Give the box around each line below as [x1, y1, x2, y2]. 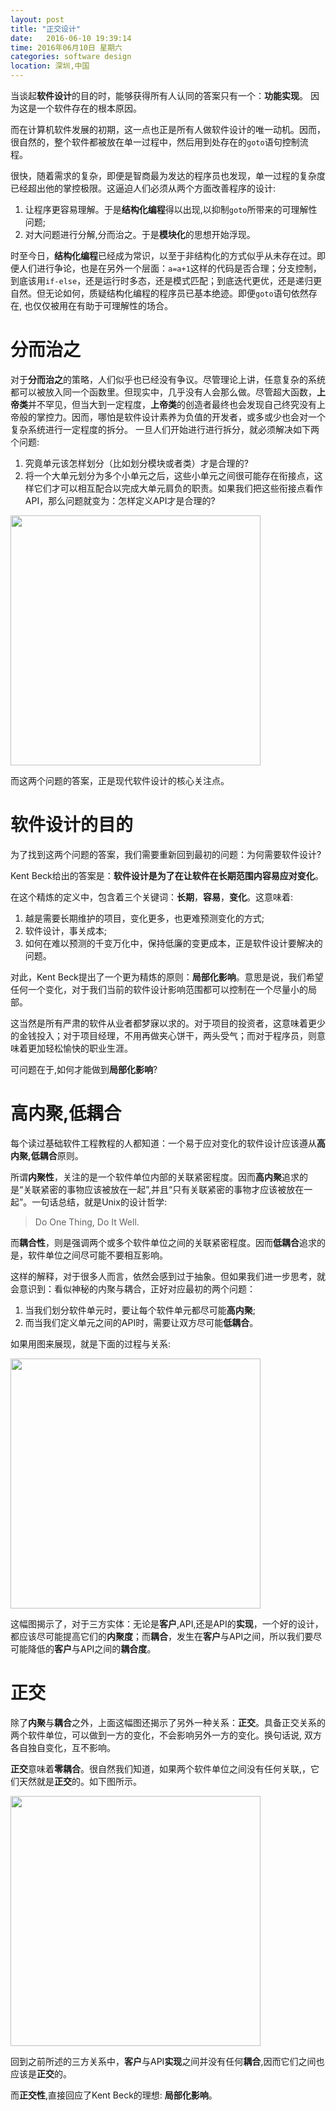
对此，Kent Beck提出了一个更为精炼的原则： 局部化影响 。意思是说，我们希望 [10, 971, 324, 983]
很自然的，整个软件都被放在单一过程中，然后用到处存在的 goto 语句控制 [10, 136, 300, 148]
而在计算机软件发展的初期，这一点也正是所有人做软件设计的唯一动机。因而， [10, 124, 326, 135]
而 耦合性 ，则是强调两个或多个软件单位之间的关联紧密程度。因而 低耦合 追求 [10, 1236, 317, 1248]
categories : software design [10, 52, 132, 62]
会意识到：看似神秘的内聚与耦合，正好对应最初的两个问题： [10, 1282, 256, 1295]
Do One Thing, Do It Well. [34, 1216, 140, 1228]
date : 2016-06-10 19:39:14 [10, 33, 132, 43]
